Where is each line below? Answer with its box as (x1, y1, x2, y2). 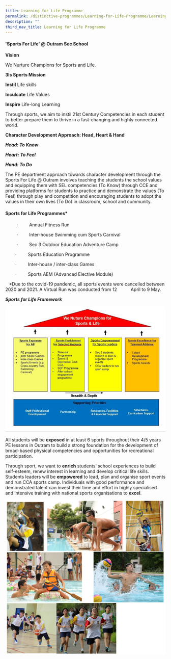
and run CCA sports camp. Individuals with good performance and (5, 479, 145, 485)
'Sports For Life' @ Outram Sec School (5, 41, 89, 47)
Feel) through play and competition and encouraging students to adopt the (5, 193, 162, 199)
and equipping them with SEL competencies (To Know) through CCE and (5, 182, 158, 189)
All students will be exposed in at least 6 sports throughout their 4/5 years (5, 436, 161, 443)
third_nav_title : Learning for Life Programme (5, 24, 106, 30)
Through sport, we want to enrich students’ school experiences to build (5, 463, 156, 469)
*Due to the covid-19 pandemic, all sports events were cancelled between (9, 281, 165, 287)
